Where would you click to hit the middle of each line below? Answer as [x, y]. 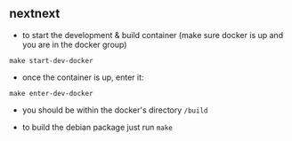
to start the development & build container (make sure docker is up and [152, 35]
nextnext [35, 14]
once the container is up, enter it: [83, 77]
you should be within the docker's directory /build [115, 110]
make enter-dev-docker [51, 93]
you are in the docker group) [74, 44]
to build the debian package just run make [97, 127]
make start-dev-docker [51, 60]
